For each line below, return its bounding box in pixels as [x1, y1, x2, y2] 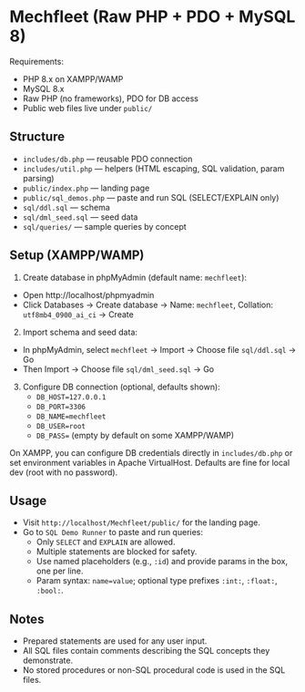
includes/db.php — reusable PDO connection [22, 153, 193, 164]
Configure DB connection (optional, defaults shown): [22, 381, 220, 392]
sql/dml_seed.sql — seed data [22, 212, 138, 222]
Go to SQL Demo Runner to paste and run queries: [22, 527, 203, 538]
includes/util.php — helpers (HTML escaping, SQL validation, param [22, 162, 285, 174]
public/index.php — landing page [22, 182, 150, 193]
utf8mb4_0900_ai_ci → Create [22, 308, 134, 320]
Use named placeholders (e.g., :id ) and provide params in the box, [36, 556, 289, 567]
